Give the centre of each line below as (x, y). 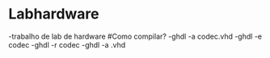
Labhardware (54, 14)
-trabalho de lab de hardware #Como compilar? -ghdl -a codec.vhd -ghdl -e (135, 36)
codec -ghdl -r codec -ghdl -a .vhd (67, 44)
